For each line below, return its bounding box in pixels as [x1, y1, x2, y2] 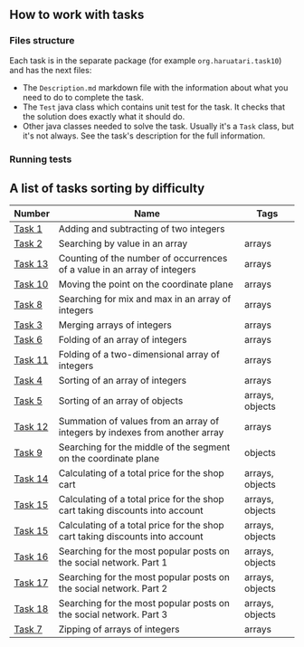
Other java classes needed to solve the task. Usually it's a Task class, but [22, 120, 294, 131]
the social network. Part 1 [58, 557, 168, 569]
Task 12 [14, 421, 49, 433]
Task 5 [14, 395, 43, 407]
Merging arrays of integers [58, 319, 172, 331]
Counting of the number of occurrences [58, 252, 228, 265]
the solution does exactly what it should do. [22, 110, 185, 121]
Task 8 [14, 299, 43, 311]
